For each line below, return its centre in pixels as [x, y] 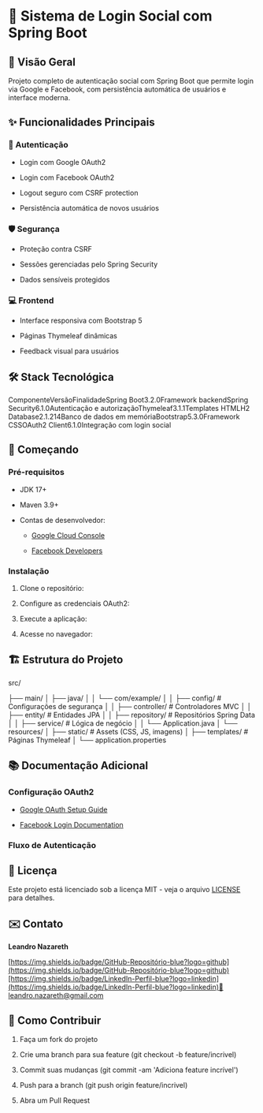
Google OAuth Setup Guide [63, 809]
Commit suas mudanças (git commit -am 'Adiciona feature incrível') [129, 1070]
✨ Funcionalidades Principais [81, 123]
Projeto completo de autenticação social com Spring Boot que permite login [131, 81]
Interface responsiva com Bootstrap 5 [81, 321]
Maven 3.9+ [39, 505]
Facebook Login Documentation [71, 824]
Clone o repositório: [52, 588]
